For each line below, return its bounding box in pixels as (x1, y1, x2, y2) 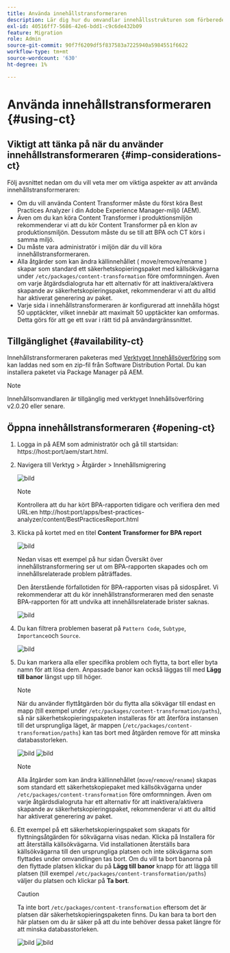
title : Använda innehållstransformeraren (7, 10, 127, 17)
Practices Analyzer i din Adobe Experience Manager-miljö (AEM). (16, 206, 201, 214)
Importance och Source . (16, 632, 81, 640)
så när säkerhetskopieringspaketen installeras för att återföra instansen (16, 714, 218, 722)
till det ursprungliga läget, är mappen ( (16, 722, 125, 730)
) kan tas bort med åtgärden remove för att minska (78, 728, 220, 737)
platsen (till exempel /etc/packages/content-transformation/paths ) (16, 869, 207, 877)
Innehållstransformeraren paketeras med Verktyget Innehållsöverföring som (7, 354, 221, 362)
